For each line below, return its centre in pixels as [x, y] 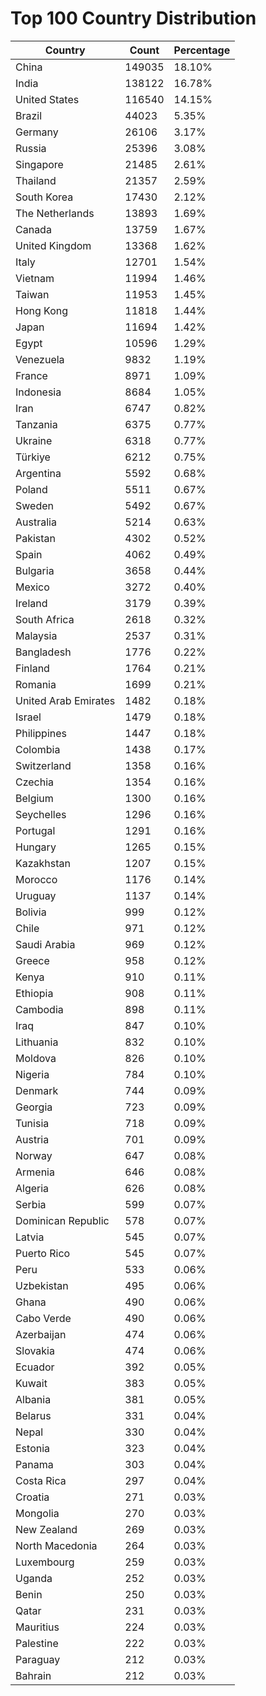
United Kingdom [53, 245]
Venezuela [40, 359]
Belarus [33, 1415]
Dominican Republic [62, 1220]
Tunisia [32, 1123]
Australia [36, 522]
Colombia [38, 749]
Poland [31, 489]
